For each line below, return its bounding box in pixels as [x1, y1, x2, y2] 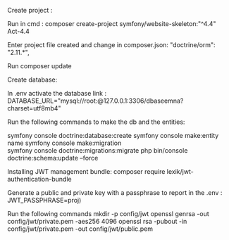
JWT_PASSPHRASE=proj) [7, 196, 82, 204]
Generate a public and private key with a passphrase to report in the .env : [7, 189, 223, 196]
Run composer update [7, 62, 72, 70]
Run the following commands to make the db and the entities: [7, 118, 185, 126]
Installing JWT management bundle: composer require [7, 168, 166, 175]
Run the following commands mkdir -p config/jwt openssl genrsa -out [7, 210, 209, 217]
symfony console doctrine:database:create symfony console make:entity [7, 132, 219, 139]
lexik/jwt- [166, 168, 194, 175]
